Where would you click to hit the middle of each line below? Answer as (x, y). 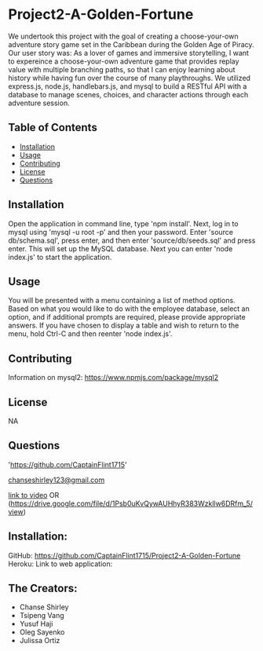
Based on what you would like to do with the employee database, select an (129, 309)
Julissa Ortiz (40, 641)
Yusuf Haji (36, 624)
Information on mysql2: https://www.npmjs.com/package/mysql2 (113, 378)
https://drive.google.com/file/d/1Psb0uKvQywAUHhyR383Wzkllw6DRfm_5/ (132, 503)
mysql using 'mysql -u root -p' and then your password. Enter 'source (121, 232)
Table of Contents (53, 128)
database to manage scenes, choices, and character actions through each (128, 94)
